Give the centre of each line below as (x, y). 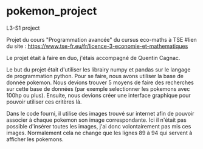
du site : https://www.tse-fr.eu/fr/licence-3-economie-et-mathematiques (97, 46)
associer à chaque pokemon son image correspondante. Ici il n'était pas (96, 120)
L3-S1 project (23, 28)
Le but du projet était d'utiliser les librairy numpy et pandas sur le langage (98, 69)
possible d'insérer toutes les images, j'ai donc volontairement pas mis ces (99, 126)
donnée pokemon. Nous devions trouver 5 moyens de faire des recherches (100, 82)
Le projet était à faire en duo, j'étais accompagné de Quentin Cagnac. (93, 58)
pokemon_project (52, 11)
